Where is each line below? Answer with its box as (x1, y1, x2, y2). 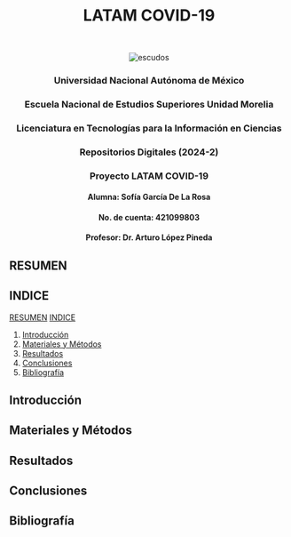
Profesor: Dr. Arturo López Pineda (85, 232, 213, 243)
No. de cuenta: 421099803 (98, 212, 201, 222)
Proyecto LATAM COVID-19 (89, 170, 209, 182)
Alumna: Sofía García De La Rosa (87, 192, 211, 203)
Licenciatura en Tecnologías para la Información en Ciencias (16, 122, 282, 134)
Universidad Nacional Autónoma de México (53, 74, 245, 86)
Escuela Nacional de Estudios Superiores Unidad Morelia (24, 98, 274, 110)
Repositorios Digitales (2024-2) (79, 146, 219, 158)
